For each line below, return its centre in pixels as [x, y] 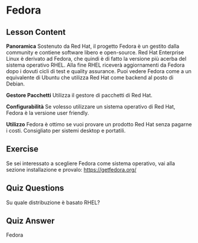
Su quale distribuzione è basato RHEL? [53, 202]
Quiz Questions [35, 188]
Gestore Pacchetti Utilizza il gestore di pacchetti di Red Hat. [79, 95]
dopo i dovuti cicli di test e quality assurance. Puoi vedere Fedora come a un [99, 71]
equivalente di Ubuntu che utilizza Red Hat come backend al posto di [90, 78]
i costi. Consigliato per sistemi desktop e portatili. [66, 131]
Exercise [22, 149]
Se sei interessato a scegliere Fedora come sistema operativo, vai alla [91, 163]
